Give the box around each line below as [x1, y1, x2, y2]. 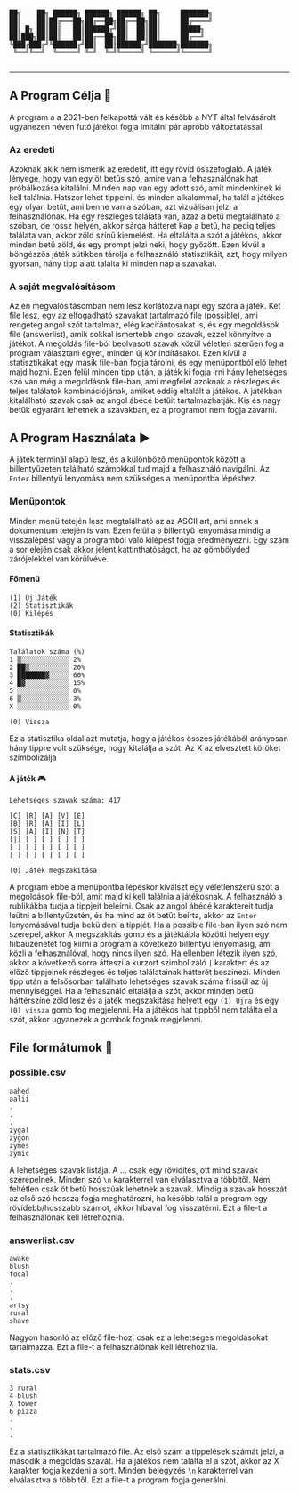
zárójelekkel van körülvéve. [9, 553, 109, 564]
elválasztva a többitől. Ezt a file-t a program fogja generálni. [9, 1474, 229, 1485]
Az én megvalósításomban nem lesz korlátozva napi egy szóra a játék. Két [9, 301, 281, 311]
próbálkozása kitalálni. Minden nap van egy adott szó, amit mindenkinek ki [9, 182, 282, 193]
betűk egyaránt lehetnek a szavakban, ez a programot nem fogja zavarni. [9, 405, 278, 416]
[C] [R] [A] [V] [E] [9, 812, 86, 820]
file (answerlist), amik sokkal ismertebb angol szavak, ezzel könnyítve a [9, 329, 271, 340]
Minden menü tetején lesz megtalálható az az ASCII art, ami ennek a [9, 515, 259, 526]
